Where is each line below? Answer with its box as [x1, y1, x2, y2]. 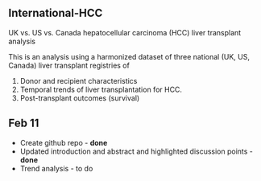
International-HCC [8, 6, 103, 20]
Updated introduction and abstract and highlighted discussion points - [19, 146, 254, 156]
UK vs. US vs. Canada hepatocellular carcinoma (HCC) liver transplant [8, 27, 242, 37]
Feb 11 [8, 117, 39, 130]
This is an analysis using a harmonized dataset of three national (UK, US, [8, 51, 251, 61]
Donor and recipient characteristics [19, 76, 138, 85]
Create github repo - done [19, 138, 108, 147]
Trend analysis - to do [19, 163, 93, 173]
